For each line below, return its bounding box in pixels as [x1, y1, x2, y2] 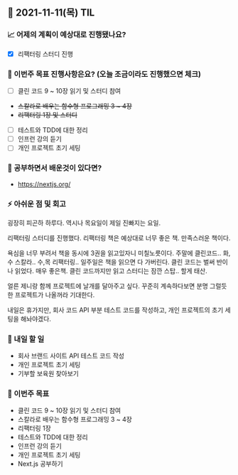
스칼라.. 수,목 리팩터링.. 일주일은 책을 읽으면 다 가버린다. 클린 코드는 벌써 [14, 257, 215, 266]
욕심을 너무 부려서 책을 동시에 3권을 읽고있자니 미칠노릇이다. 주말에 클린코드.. [7, 248, 222, 257]
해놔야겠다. [20, 314, 52, 323]
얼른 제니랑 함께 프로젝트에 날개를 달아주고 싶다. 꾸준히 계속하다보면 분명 [7, 282, 208, 290]
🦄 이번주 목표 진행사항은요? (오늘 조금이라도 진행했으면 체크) [7, 69, 201, 79]
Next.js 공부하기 [17, 459, 63, 468]
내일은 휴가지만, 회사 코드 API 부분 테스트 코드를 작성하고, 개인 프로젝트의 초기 [7, 305, 224, 314]
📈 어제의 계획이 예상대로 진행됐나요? [7, 30, 126, 40]
